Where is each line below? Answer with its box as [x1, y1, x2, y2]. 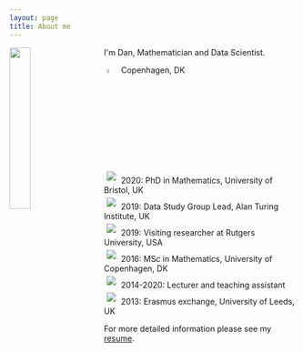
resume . [104, 333, 135, 344]
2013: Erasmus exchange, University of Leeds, [121, 297, 296, 307]
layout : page [9, 13, 59, 23]
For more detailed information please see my [104, 324, 272, 335]
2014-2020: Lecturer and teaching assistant [121, 279, 286, 291]
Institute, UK [104, 211, 150, 222]
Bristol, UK [104, 185, 144, 196]
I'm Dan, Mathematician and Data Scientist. [104, 46, 266, 57]
